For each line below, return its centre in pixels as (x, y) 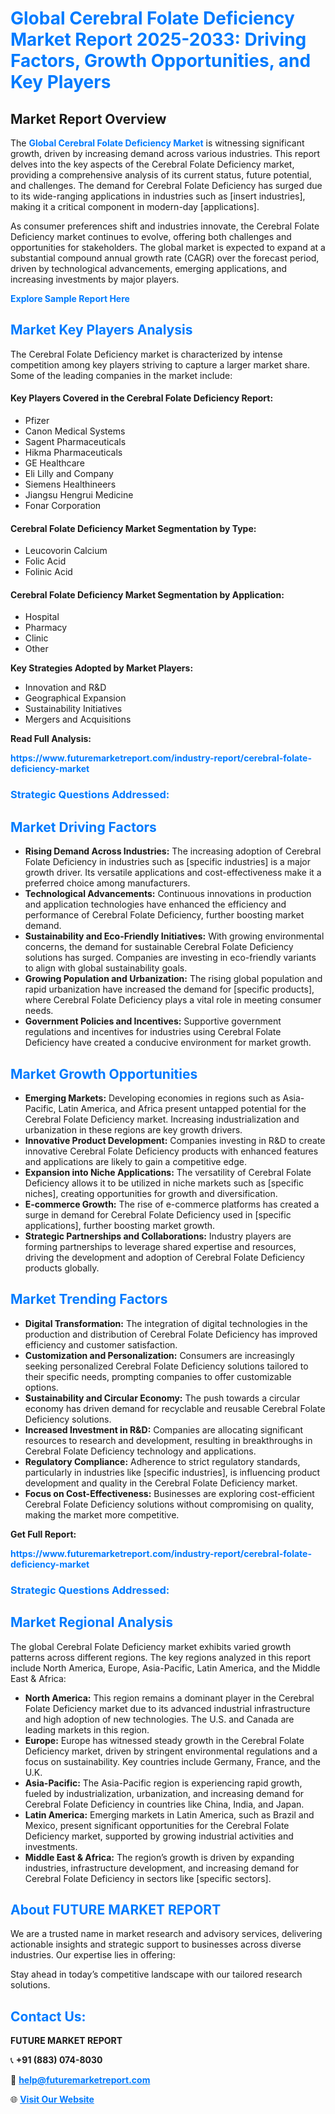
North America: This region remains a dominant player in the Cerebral (169, 1698)
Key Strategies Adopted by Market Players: (102, 668)
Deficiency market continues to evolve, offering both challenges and (151, 236)
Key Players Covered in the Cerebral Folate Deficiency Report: (142, 398)
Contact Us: (48, 2016)
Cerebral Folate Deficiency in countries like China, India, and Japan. (164, 1804)
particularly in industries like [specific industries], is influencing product (172, 1472)
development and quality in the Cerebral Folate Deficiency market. (161, 1483)
